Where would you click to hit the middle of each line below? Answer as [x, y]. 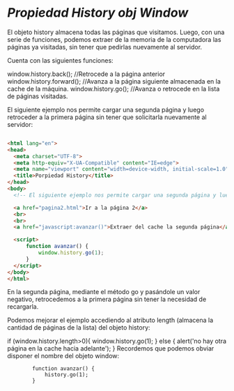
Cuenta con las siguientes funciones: [60, 60]
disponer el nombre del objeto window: [63, 356]
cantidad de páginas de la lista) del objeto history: [79, 328]
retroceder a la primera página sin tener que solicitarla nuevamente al [107, 117]
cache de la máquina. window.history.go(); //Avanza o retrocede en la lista [114, 89]
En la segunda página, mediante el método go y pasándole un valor [104, 292]
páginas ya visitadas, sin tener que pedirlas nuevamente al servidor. [105, 47]
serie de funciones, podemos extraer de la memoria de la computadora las [114, 39]
